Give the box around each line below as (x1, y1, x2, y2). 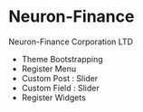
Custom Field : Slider (21, 82, 100, 93)
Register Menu (21, 63, 77, 74)
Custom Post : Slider (21, 72, 99, 83)
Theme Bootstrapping (21, 53, 103, 64)
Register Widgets (21, 92, 87, 103)
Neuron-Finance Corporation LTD (8, 36, 133, 47)
